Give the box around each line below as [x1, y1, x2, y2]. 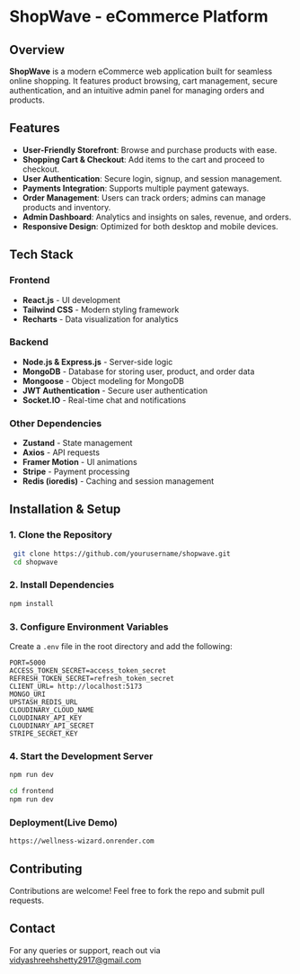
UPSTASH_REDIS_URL [9, 698, 78, 707]
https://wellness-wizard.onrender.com [9, 836, 154, 846]
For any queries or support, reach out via [9, 944, 161, 955]
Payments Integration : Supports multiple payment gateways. [22, 183, 250, 193]
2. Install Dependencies [9, 578, 115, 591]
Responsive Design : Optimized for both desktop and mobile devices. [22, 220, 278, 231]
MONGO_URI [9, 690, 47, 699]
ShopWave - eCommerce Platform [9, 6, 269, 27]
